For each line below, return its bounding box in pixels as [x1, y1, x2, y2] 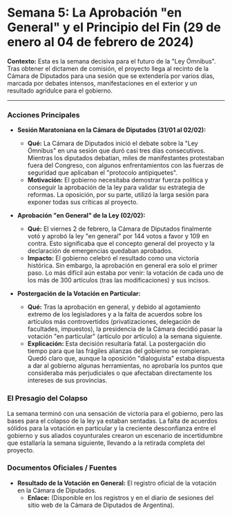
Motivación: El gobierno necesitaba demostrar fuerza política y [27, 176, 209, 184]
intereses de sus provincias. [27, 376, 108, 385]
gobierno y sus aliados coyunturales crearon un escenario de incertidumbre [7, 431, 223, 439]
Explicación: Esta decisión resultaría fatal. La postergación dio [27, 340, 206, 348]
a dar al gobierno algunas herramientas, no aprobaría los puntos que [27, 361, 223, 370]
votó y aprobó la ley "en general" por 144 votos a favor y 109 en [27, 232, 209, 240]
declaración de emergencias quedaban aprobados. [27, 247, 173, 255]
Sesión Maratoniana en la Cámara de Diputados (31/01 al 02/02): [17, 126, 206, 134]
